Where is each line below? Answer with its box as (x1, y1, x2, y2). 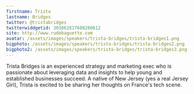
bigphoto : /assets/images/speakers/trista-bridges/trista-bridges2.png (6, 41, 185, 47)
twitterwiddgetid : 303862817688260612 (6, 25, 101, 31)
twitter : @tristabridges (6, 19, 67, 25)
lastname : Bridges (6, 14, 51, 20)
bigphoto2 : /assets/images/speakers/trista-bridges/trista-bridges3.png (6, 47, 188, 53)
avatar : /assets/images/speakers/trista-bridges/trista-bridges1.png (6, 36, 180, 41)
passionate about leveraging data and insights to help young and (6, 68, 162, 76)
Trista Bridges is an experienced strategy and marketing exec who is (6, 62, 172, 69)
